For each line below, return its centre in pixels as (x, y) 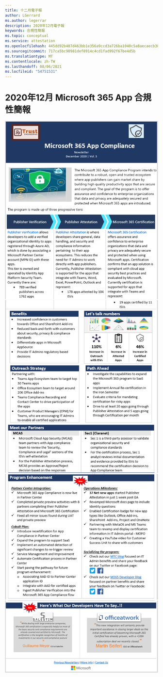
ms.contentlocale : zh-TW (30, 61)
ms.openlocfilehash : (26, 46)
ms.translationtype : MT (29, 56)
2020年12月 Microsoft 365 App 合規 (78, 98)
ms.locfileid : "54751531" (31, 72)
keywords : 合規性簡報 (25, 31)
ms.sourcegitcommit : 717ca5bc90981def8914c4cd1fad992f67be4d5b (70, 51)
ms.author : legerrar (26, 20)
